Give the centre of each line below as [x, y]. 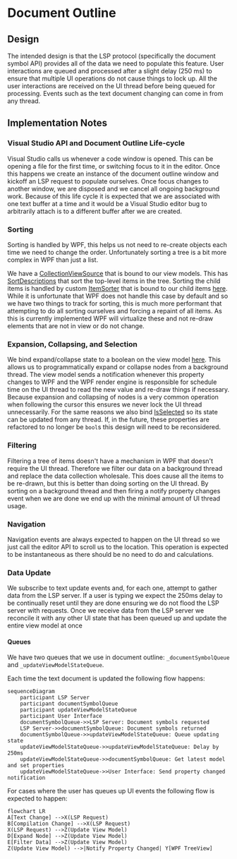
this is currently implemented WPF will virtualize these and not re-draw [110, 318]
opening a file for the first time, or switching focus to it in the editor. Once [114, 166]
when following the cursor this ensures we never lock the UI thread [105, 404]
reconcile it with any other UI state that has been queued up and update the [117, 618]
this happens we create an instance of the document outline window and [113, 174]
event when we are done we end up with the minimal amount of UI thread [114, 498]
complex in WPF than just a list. [53, 260]
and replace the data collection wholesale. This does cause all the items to [116, 476]
